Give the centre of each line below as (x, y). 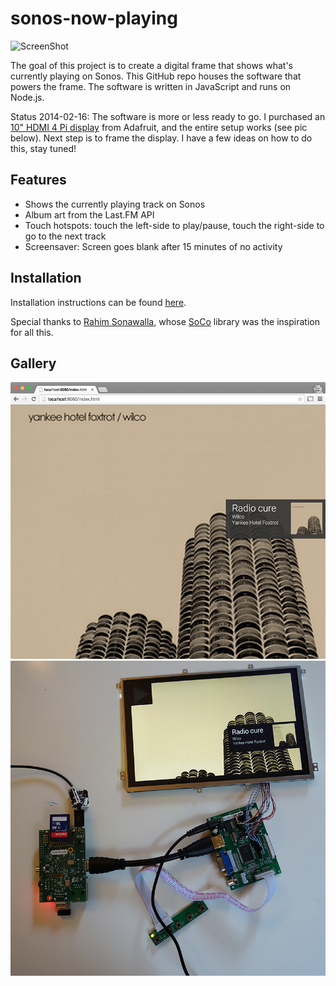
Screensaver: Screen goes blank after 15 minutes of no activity (153, 246)
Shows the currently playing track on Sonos (115, 204)
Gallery (33, 363)
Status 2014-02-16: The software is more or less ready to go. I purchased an (168, 116)
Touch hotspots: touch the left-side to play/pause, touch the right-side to (174, 225)
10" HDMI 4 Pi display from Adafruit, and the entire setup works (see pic (159, 127)
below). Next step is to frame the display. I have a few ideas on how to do (161, 138)
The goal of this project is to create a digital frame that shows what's (151, 65)
